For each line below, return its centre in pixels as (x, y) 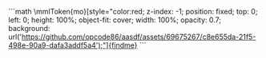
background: (29, 28)
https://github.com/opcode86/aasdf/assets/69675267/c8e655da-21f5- (139, 37)
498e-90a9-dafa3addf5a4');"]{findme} (73, 45)
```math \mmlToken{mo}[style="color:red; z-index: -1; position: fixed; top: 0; (133, 12)
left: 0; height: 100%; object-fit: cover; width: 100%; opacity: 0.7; (115, 20)
